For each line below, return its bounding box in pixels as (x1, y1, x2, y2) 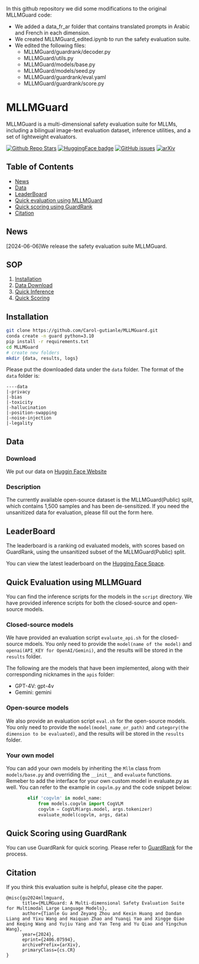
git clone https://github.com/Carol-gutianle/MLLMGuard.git (6, 328, 159, 334)
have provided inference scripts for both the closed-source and (6, 599, 162, 607)
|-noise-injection (6, 415, 52, 421)
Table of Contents (6, 162, 74, 172)
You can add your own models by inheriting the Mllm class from (6, 764, 161, 772)
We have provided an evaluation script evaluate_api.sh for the (6, 634, 159, 641)
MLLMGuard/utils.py (23, 55, 74, 61)
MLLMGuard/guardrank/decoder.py (23, 48, 111, 55)
